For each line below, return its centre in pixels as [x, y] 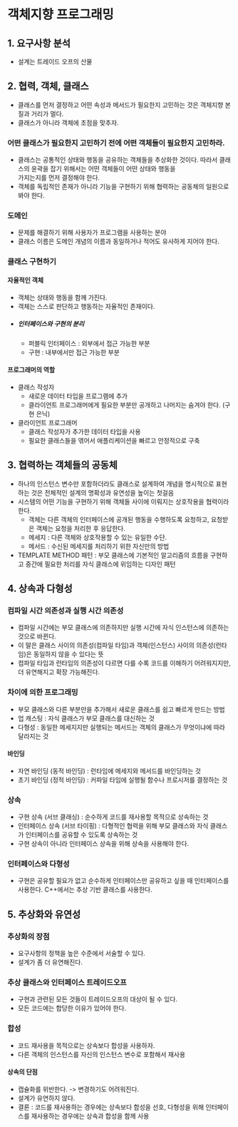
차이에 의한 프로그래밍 [43, 693]
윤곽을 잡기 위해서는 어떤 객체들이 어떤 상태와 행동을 [103, 169]
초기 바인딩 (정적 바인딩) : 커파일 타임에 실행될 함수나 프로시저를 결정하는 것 [123, 780]
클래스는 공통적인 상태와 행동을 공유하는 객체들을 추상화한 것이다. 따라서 [118, 160]
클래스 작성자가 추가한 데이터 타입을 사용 [84, 432]
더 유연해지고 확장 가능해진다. [59, 672]
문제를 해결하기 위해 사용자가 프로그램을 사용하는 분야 [92, 233]
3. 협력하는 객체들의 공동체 [62, 465]
